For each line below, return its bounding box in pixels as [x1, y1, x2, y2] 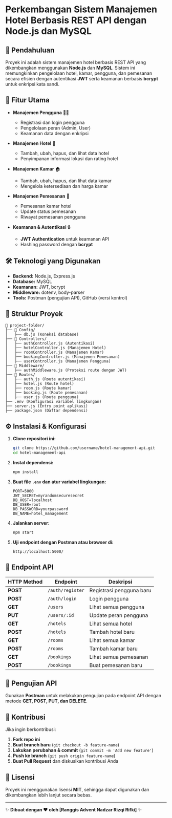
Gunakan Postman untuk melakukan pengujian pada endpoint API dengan [5, 693, 161, 699]
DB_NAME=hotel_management [12, 511, 68, 516]
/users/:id [48, 612, 74, 618]
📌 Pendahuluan [5, 46, 55, 54]
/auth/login [48, 595, 77, 601]
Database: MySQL [12, 278, 52, 285]
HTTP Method [8, 578, 43, 585]
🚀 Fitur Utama [5, 96, 50, 104]
